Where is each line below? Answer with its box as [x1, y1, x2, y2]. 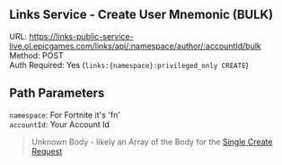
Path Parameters [9, 85, 105, 101]
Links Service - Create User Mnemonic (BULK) [9, 7, 274, 22]
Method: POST [9, 49, 65, 61]
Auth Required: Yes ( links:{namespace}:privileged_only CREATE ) [9, 59, 250, 70]
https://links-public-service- [29, 30, 134, 41]
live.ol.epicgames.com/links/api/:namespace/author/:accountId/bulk [9, 40, 262, 51]
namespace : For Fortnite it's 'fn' [9, 109, 121, 120]
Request [31, 145, 63, 156]
